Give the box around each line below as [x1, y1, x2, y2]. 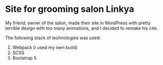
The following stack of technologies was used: [5, 35, 101, 41]
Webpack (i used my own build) [12, 44, 78, 50]
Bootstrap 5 [12, 55, 37, 61]
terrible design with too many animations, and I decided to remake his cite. [5, 25, 159, 31]
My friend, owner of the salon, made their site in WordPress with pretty [5, 20, 151, 26]
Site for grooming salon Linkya [5, 3, 135, 15]
